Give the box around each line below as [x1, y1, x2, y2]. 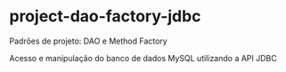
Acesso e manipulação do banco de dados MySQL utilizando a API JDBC [9, 52, 278, 63]
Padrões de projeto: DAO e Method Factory [9, 36, 168, 46]
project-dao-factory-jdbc [9, 6, 201, 27]
